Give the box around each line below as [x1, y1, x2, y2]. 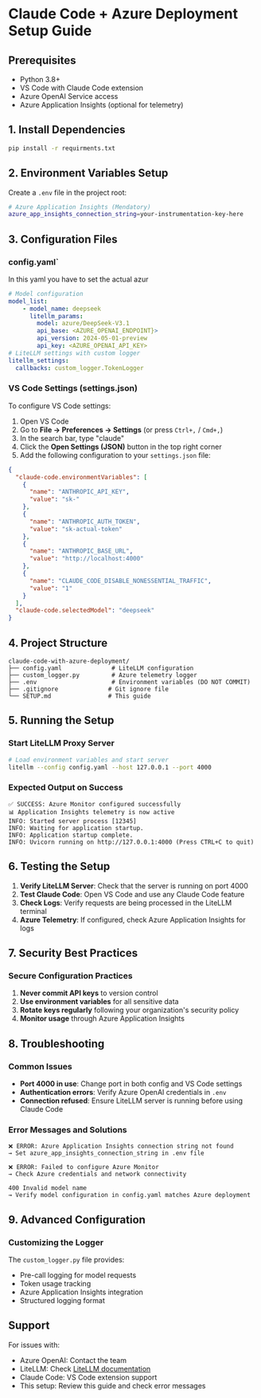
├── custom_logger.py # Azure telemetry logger [8, 671, 197, 679]
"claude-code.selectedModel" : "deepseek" [15, 607, 155, 615]
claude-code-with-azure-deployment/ [8, 657, 130, 666]
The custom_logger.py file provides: [8, 1254, 125, 1264]
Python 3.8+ [19, 75, 61, 84]
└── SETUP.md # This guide [8, 692, 151, 700]
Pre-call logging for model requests [19, 1270, 137, 1280]
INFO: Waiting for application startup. [8, 824, 145, 832]
